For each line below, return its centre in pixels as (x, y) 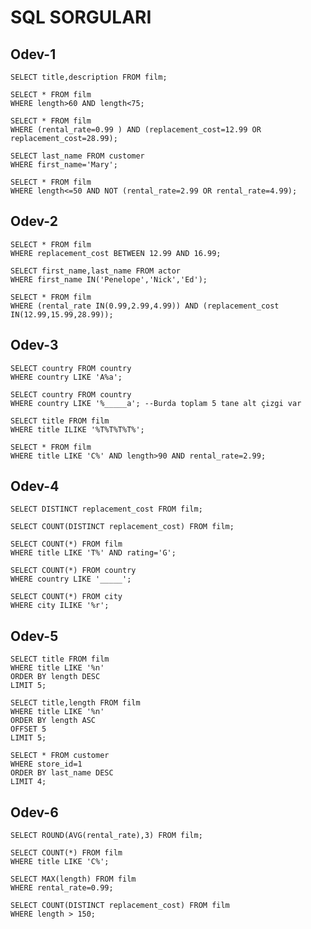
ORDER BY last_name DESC (62, 773)
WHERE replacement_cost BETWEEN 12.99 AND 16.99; (116, 253)
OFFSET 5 (28, 729)
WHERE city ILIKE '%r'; (60, 606)
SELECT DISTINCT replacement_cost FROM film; (106, 509)
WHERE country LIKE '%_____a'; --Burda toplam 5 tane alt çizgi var (156, 403)
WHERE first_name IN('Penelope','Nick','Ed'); (109, 279)
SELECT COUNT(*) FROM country (73, 571)
